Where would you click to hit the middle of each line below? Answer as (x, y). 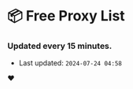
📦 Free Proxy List (66, 16)
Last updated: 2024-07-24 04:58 (70, 63)
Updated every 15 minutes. (60, 46)
